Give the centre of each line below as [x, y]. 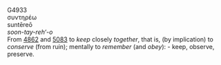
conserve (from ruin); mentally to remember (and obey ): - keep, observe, [111, 47]
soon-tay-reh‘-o [30, 32]
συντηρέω [22, 17]
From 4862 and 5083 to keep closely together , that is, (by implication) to [110, 39]
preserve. [21, 54]
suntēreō [20, 25]
